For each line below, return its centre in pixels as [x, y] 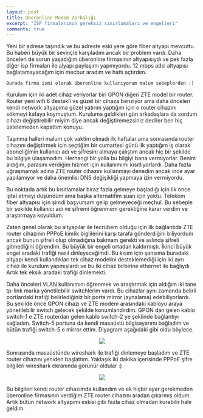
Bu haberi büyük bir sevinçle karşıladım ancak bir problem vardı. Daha [94, 53]
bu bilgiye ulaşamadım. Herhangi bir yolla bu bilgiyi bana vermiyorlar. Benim [101, 158]
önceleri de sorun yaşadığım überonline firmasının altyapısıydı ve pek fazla [100, 59]
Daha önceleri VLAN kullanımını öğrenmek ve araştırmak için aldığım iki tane [101, 285]
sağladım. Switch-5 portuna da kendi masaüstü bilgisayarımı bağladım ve [98, 323]
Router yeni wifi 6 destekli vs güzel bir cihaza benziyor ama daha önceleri [98, 101]
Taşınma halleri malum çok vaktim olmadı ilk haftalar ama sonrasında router [100, 139]
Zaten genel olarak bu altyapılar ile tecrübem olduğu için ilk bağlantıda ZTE [100, 227]
